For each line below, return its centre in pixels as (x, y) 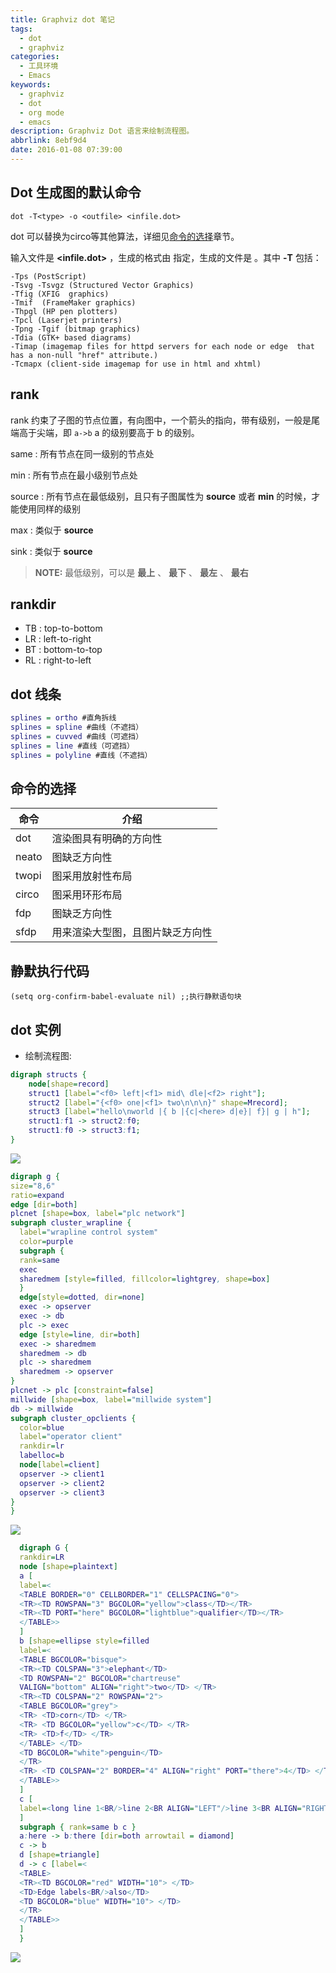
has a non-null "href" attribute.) (84, 355)
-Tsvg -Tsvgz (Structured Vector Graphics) (102, 285)
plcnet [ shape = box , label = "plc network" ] (98, 1214)
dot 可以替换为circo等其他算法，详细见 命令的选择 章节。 (125, 236)
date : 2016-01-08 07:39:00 (66, 150)
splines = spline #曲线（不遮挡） (77, 727)
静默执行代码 (50, 971)
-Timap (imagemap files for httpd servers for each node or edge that (162, 346)
